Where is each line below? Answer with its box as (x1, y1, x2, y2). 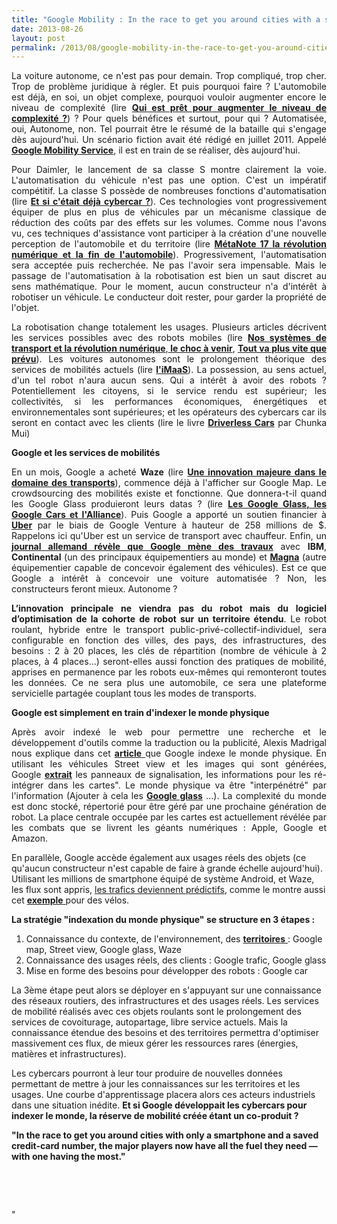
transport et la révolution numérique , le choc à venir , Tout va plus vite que (11, 342, 327, 355)
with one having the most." (11, 1151, 126, 1163)
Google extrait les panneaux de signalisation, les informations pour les (11, 769, 311, 781)
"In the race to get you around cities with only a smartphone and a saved (11, 1129, 319, 1141)
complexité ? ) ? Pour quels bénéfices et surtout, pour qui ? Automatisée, (11, 112, 327, 125)
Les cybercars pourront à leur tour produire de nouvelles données (11, 1067, 283, 1080)
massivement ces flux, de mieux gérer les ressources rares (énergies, (11, 1037, 299, 1050)
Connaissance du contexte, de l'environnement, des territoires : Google (25, 933, 323, 945)
